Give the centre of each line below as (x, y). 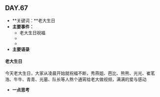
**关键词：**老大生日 (34, 20)
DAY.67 (17, 8)
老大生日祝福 (32, 33)
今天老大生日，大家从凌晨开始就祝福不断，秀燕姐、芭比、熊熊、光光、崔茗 (80, 73)
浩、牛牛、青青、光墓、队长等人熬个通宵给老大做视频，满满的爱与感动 (76, 79)
